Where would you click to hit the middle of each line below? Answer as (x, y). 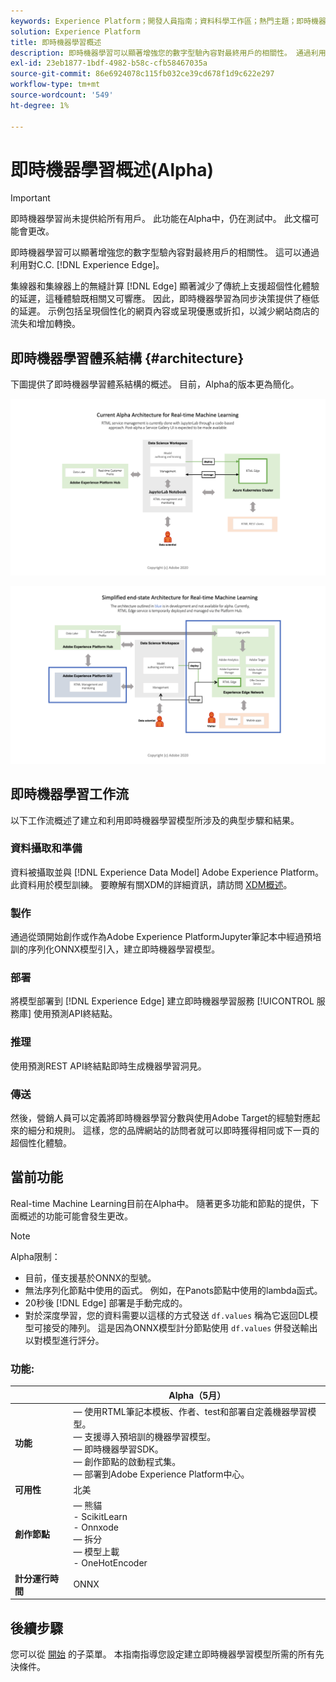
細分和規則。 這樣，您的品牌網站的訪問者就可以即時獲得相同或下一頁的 (173, 1131)
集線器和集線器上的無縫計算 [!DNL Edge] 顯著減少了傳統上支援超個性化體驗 (165, 286)
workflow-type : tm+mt (55, 85)
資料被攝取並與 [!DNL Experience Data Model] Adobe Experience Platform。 (167, 872)
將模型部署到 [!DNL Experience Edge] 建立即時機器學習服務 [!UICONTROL (162, 1001)
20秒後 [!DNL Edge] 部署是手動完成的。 (106, 1302)
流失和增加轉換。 (45, 324)
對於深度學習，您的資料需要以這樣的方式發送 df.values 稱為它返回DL (167, 1315)
